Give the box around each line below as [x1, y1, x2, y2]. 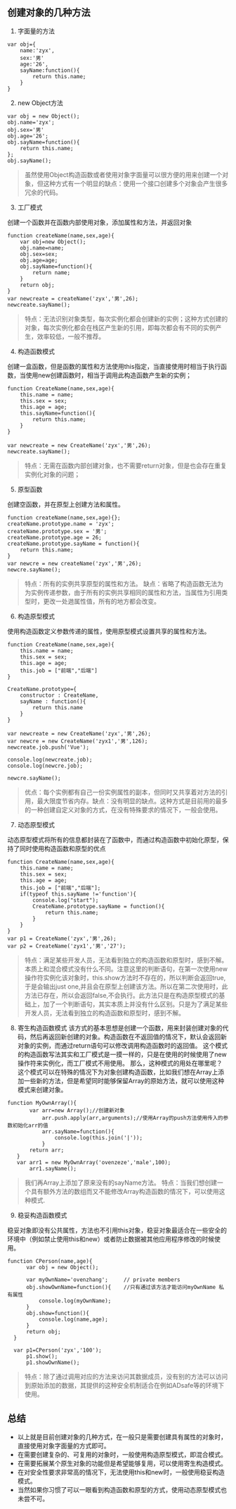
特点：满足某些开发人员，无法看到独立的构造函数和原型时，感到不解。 [24, 955, 228, 964]
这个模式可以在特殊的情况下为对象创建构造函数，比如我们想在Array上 [17, 1068, 218, 1076]
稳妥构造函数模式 [17, 1211, 67, 1219]
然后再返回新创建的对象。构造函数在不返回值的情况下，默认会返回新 [29, 1032, 227, 1041]
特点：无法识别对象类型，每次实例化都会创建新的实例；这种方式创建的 [24, 314, 228, 323]
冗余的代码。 [24, 188, 62, 196]
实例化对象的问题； [24, 470, 81, 478]
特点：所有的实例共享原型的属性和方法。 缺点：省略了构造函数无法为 [24, 579, 223, 587]
